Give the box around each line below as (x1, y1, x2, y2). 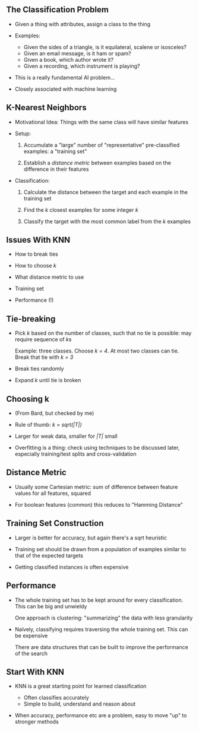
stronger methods (14, 718, 59, 726)
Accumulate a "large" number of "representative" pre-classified (23, 141, 180, 148)
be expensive (14, 632, 48, 639)
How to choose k (14, 262, 56, 269)
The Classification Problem (6, 5, 109, 15)
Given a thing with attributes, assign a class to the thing (14, 20, 151, 27)
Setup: (14, 130, 31, 137)
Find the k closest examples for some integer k (23, 206, 138, 213)
